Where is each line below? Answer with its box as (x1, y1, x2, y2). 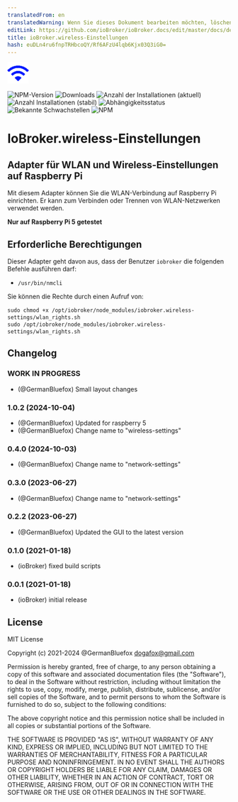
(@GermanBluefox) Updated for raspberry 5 (17, 418, 147, 427)
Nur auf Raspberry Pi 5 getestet (7, 217, 103, 227)
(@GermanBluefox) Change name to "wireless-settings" (17, 426, 182, 435)
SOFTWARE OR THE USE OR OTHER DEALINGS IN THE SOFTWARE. (7, 789, 206, 797)
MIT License (7, 635, 44, 644)
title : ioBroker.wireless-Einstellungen (7, 34, 129, 41)
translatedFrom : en (7, 11, 65, 18)
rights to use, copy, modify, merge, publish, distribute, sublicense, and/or (7, 686, 221, 694)
